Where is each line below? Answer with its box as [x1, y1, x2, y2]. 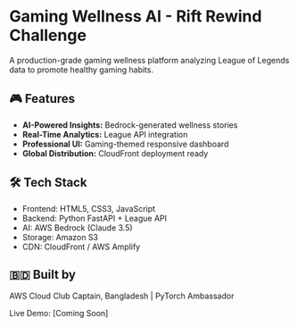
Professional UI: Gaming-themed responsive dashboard [21, 138, 229, 149]
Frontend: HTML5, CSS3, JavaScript [21, 203, 156, 214]
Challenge [9, 25, 87, 46]
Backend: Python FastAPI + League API [21, 213, 168, 223]
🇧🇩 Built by [9, 266, 76, 282]
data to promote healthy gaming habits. [9, 64, 154, 75]
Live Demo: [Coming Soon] [9, 308, 109, 319]
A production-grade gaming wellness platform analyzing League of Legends [9, 54, 290, 65]
